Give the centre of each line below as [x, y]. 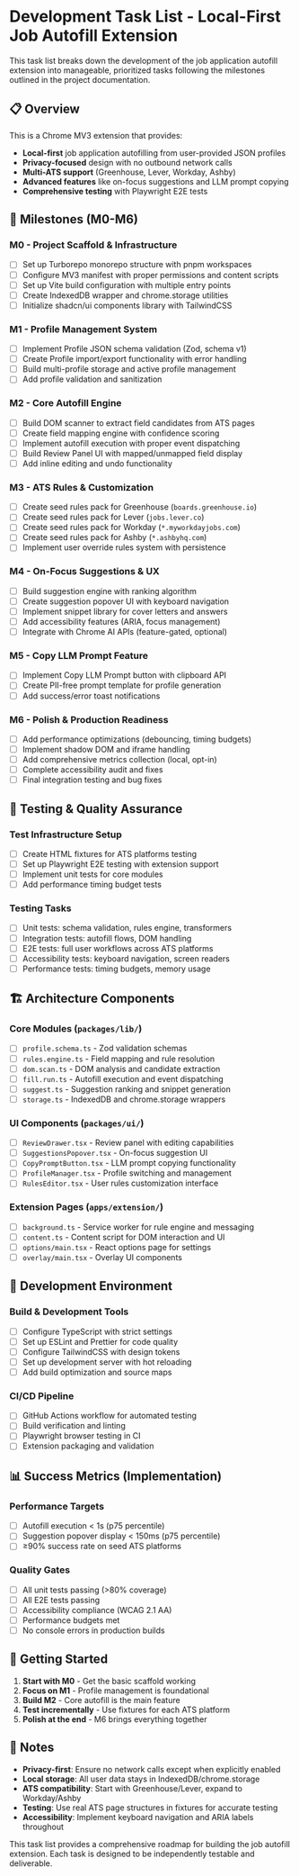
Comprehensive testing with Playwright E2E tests [115, 191]
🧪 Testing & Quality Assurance [96, 809]
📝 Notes [32, 1748]
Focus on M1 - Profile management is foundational [115, 1691]
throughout [43, 1826]
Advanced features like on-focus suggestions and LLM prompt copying [155, 181]
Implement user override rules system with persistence [124, 547]
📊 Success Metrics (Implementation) [116, 1476]
